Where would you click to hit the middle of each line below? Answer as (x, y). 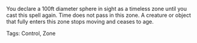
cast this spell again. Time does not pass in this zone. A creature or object (98, 15)
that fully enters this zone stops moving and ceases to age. (80, 21)
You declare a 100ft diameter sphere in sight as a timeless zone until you (96, 9)
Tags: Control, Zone (31, 33)
